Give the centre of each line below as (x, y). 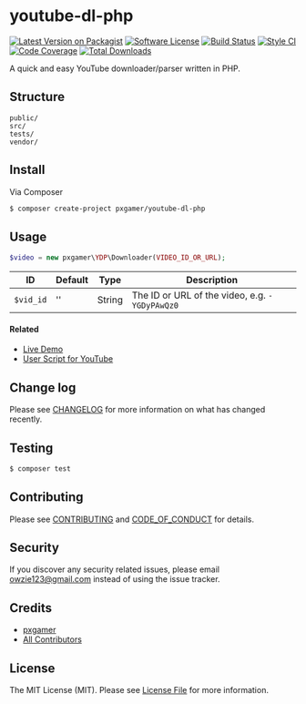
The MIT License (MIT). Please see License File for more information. (139, 690)
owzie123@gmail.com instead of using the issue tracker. (115, 579)
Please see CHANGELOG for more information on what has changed (138, 410)
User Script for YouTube (68, 359)
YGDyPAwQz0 (155, 306)
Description (212, 281)
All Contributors (52, 639)
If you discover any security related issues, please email (115, 569)
